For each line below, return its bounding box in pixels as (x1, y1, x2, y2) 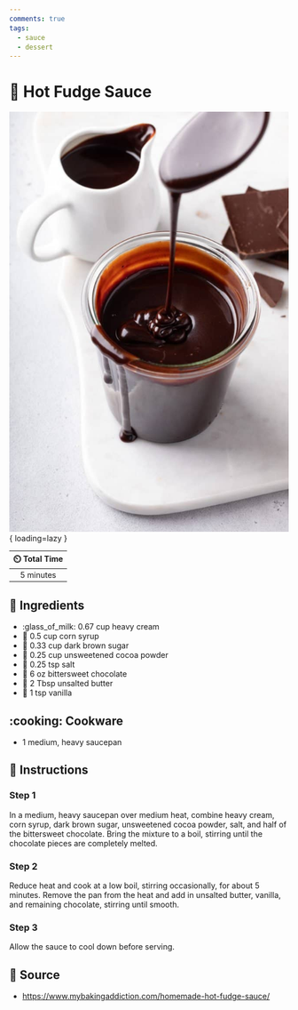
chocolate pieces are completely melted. (9, 838, 158, 848)
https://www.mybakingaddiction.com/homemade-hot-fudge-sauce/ (21, 991, 271, 1002)
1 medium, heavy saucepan (21, 737, 122, 748)
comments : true (9, 14, 66, 23)
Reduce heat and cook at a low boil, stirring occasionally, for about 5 (9, 880, 260, 891)
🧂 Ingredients (9, 597, 85, 613)
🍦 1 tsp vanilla (21, 687, 73, 698)
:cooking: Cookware (9, 713, 124, 728)
